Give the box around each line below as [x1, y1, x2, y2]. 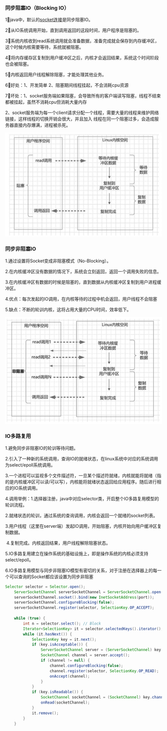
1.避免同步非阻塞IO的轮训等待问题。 [5, 445, 79, 451]
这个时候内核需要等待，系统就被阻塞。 [5, 44, 83, 50]
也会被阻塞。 [5, 61, 31, 67]
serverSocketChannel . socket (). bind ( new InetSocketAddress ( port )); [14, 595, 155, 600]
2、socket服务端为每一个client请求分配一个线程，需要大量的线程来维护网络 [5, 110, 159, 116]
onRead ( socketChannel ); [40, 700, 90, 705]
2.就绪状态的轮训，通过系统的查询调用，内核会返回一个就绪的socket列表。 [5, 512, 158, 518]
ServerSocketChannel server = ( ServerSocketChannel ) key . [40, 648, 164, 653]
